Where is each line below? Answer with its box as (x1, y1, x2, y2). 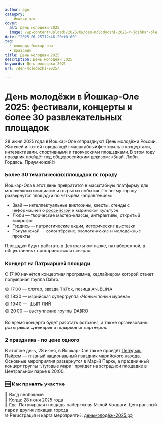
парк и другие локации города (5, 407, 69, 413)
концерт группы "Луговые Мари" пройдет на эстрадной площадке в (5, 363, 147, 369)
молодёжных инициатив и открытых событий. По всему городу (5, 188, 137, 193)
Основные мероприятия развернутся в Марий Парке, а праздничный (5, 358, 149, 364)
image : (9, 30, 23, 35)
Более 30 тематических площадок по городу (5, 171, 118, 178)
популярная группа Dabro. (5, 276, 60, 282)
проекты (12, 233, 30, 239)
